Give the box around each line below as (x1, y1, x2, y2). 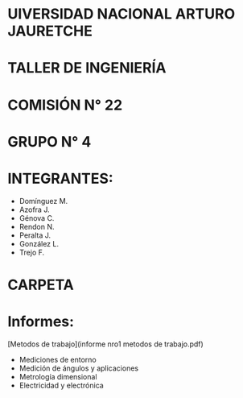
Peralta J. (19, 230, 51, 240)
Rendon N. (19, 222, 55, 231)
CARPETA (7, 276, 74, 294)
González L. (19, 238, 60, 248)
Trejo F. (19, 247, 45, 257)
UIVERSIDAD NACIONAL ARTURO (7, 5, 236, 23)
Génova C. (19, 213, 55, 222)
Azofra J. (19, 205, 50, 214)
